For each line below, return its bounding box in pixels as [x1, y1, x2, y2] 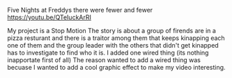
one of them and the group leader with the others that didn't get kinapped [7, 41, 219, 49]
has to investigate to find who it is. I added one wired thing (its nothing [7, 48, 209, 57]
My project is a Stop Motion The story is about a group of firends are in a [7, 27, 216, 35]
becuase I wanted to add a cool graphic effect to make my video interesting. [7, 64, 226, 71]
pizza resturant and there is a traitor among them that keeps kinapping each [7, 34, 225, 42]
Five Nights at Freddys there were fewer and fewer [7, 6, 153, 14]
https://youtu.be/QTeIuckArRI [7, 13, 92, 21]
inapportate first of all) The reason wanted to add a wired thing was [7, 56, 201, 64]
